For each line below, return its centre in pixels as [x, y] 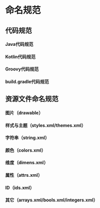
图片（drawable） [24, 113]
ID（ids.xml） [20, 187]
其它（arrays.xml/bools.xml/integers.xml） [52, 200]
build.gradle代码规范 [27, 82]
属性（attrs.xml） [24, 175]
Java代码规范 [19, 44]
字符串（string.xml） [27, 138]
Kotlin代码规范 [20, 56]
